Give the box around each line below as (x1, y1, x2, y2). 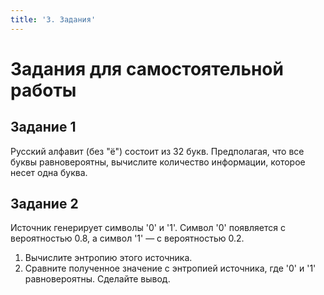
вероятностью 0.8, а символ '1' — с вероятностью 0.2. (10, 232, 245, 245)
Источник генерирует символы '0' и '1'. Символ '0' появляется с (10, 222, 286, 234)
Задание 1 (10, 119, 77, 136)
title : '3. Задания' (10, 14, 97, 25)
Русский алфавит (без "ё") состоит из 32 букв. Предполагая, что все (10, 145, 305, 157)
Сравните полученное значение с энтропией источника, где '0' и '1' (24, 262, 317, 275)
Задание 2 (10, 196, 79, 213)
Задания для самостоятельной (10, 57, 284, 80)
